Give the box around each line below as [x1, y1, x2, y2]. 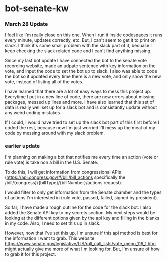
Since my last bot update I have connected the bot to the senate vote [5, 58, 147, 64]
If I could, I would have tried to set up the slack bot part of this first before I [5, 119, 159, 125]
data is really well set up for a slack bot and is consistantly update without [5, 104, 157, 110]
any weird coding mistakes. [5, 110, 61, 116]
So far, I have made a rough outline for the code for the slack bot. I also [5, 204, 151, 210]
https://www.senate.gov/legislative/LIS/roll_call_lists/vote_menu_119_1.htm [5, 240, 156, 246]
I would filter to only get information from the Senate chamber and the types [5, 189, 162, 195]
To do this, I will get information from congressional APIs [5, 169, 121, 175]
